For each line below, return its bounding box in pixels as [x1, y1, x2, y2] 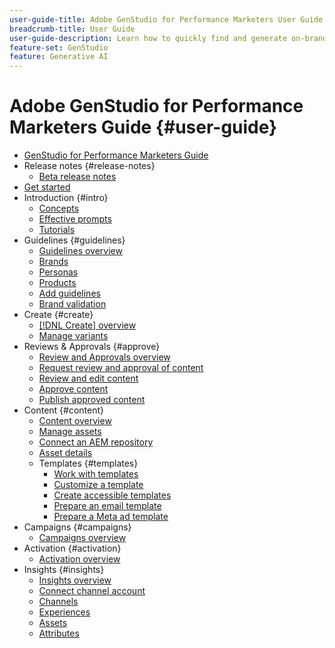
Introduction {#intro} [23, 192, 109, 204]
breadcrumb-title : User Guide [9, 24, 136, 34]
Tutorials [38, 224, 76, 236]
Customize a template [53, 479, 144, 491]
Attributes [38, 627, 80, 640]
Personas [38, 266, 79, 278]
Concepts [38, 202, 80, 215]
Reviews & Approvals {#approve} [23, 341, 161, 353]
